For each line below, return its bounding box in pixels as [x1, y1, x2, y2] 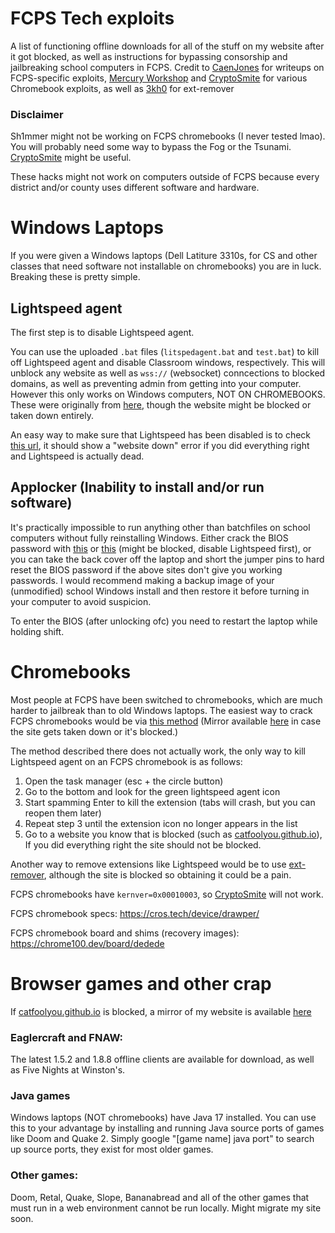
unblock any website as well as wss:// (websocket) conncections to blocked [10, 367, 326, 379]
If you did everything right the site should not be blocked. [24, 838, 262, 851]
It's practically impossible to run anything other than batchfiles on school [10, 521, 311, 533]
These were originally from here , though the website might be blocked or [10, 398, 312, 411]
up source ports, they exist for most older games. [10, 1143, 214, 1156]
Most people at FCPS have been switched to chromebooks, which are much [10, 693, 323, 706]
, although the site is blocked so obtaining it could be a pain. [43, 868, 292, 881]
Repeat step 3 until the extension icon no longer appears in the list [24, 817, 298, 829]
